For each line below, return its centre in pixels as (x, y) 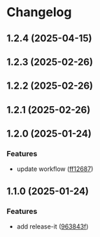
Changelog (39, 12)
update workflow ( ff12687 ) (55, 169)
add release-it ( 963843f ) (52, 226)
